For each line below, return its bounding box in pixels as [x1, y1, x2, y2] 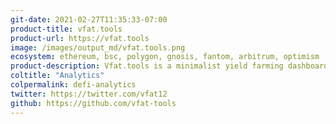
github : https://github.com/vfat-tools [10, 98, 177, 108]
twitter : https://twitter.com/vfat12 [10, 89, 168, 99]
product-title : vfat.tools [10, 24, 123, 34]
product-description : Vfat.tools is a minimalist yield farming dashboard [10, 61, 329, 71]
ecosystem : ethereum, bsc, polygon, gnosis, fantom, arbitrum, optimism [10, 52, 320, 62]
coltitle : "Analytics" [10, 71, 105, 81]
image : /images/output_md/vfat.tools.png [10, 42, 186, 53]
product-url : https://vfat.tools [10, 33, 150, 43]
